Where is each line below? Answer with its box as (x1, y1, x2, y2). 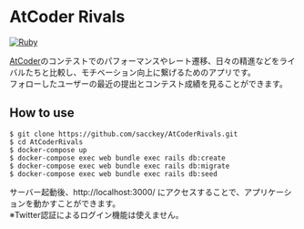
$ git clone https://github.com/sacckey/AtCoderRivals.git (9, 130, 238, 139)
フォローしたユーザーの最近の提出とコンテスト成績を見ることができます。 (9, 78, 289, 88)
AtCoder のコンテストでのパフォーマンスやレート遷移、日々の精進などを (9, 55, 280, 66)
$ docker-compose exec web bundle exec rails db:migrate (9, 161, 230, 171)
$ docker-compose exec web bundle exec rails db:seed (9, 169, 218, 179)
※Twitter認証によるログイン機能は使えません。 (9, 209, 184, 220)
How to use (9, 105, 75, 120)
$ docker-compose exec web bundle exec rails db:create (9, 153, 226, 162)
